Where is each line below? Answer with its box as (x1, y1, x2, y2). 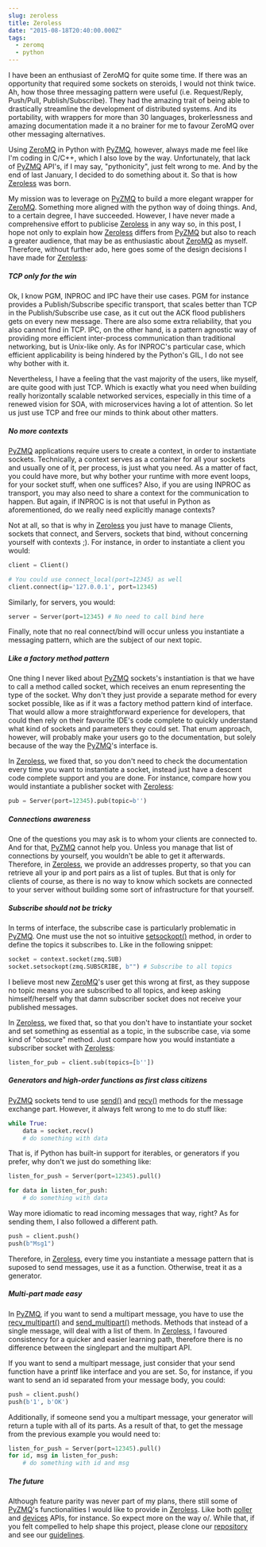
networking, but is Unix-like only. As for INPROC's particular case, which (8, 341, 246, 351)
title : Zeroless (8, 19, 62, 27)
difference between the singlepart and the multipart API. (8, 1343, 192, 1352)
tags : (8, 33, 26, 42)
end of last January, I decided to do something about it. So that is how (8, 170, 238, 179)
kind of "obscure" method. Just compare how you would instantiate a (8, 1034, 236, 1044)
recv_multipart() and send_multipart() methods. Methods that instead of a (8, 1317, 249, 1327)
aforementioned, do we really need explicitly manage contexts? (8, 505, 216, 515)
